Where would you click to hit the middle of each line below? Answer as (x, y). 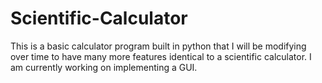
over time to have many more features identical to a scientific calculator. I (161, 56)
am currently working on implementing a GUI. (104, 67)
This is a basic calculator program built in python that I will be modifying (158, 46)
